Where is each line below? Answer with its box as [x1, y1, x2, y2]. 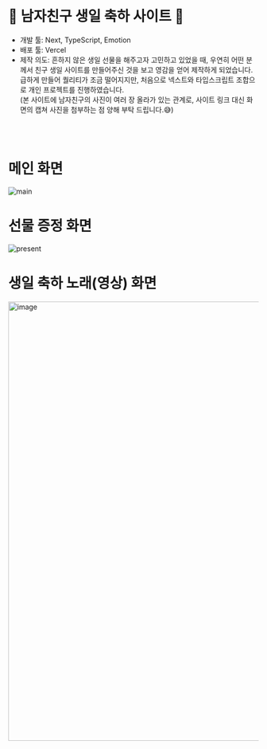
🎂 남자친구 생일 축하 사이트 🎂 [8, 7, 184, 25]
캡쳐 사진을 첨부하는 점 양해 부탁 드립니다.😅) [34, 104, 174, 114]
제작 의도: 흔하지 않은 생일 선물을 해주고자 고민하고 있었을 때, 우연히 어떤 [19, 55, 245, 65]
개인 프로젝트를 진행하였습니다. [28, 84, 125, 94]
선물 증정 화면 [8, 217, 92, 235]
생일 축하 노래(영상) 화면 [8, 274, 157, 292]
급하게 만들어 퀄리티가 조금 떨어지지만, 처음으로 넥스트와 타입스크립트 [19, 75, 234, 84]
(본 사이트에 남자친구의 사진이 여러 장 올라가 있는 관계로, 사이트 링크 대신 [19, 95, 245, 104]
